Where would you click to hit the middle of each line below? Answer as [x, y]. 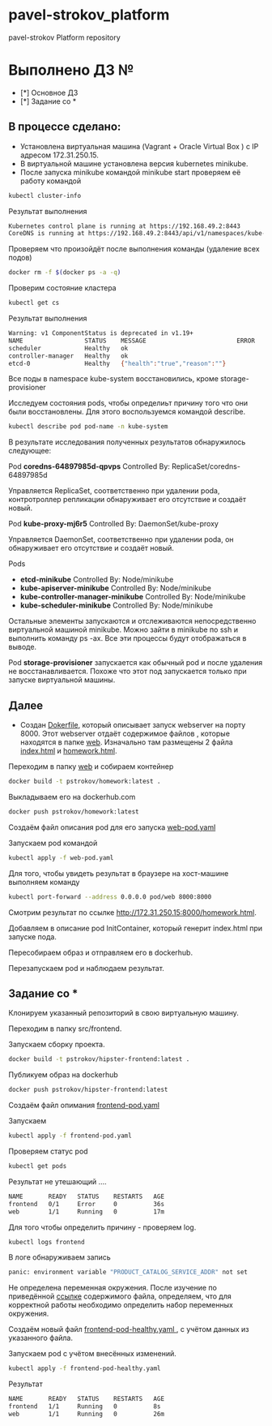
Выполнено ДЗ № [71, 70]
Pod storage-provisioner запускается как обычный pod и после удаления [136, 663]
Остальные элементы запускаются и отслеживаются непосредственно [132, 621]
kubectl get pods [38, 1166]
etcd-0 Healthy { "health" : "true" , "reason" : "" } [117, 363]
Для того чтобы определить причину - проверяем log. [102, 1227]
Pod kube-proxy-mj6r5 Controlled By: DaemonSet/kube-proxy [113, 524]
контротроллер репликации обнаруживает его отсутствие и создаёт [127, 500]
